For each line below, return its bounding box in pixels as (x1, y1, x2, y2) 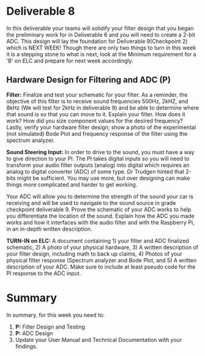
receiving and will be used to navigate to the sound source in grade (6, 199, 176, 206)
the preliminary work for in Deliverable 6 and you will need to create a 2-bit (6, 31, 196, 38)
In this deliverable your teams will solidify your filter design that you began (6, 24, 194, 32)
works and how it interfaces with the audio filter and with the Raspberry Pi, (6, 218, 195, 226)
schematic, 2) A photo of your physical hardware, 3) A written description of (6, 243, 199, 251)
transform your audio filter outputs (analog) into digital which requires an (6, 161, 190, 169)
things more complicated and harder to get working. (6, 180, 138, 188)
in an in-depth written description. (6, 225, 92, 232)
